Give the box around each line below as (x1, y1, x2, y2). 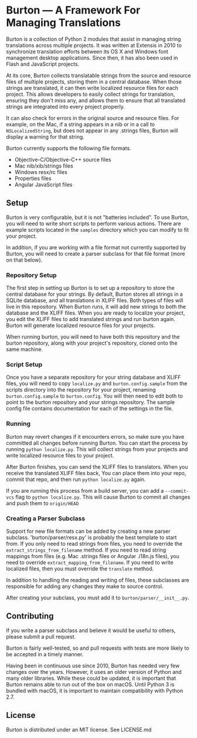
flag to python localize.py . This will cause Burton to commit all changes (15, 493, 191, 500)
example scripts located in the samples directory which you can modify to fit (6, 226, 189, 233)
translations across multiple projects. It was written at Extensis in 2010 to (6, 42, 182, 49)
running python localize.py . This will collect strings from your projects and (6, 445, 188, 453)
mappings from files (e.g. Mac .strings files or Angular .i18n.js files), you (6, 552, 180, 559)
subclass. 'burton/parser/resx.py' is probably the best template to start (6, 533, 177, 541)
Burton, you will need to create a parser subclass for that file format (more (6, 250, 185, 257)
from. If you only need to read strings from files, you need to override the (6, 540, 183, 547)
